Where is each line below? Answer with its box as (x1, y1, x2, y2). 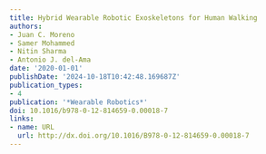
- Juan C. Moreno (9, 30, 75, 39)
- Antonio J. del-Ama (9, 55, 92, 64)
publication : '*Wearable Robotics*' (9, 97, 148, 107)
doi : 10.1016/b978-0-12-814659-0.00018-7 (9, 106, 169, 115)
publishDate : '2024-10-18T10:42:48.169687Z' (9, 72, 181, 82)
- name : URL (9, 123, 54, 132)
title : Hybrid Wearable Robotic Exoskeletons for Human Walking (9, 13, 258, 23)
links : (9, 114, 34, 123)
